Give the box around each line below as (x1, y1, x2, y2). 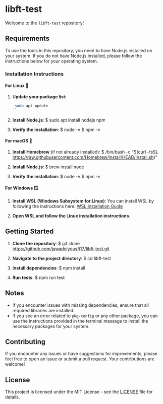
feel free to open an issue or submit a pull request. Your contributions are (5, 356, 155, 362)
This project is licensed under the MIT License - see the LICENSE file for (5, 389, 153, 395)
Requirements (5, 34, 50, 43)
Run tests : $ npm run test (12, 274, 65, 280)
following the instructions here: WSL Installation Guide (12, 203, 123, 209)
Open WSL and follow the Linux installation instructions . (12, 213, 130, 219)
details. (5, 394, 20, 400)
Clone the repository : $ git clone (12, 240, 80, 246)
